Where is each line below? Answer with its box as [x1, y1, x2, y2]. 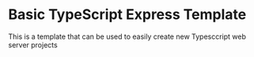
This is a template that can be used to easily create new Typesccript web [8, 32, 247, 41]
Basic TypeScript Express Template [8, 6, 247, 24]
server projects [8, 40, 58, 49]
